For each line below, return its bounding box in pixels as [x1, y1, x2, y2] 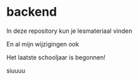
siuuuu [6, 66, 25, 75]
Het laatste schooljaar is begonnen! [6, 53, 106, 62]
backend [6, 4, 57, 20]
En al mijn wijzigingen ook [6, 40, 80, 48]
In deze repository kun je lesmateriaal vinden [6, 27, 132, 35]
